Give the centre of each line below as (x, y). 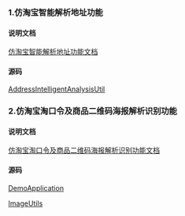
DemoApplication (36, 188)
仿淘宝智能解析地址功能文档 (53, 52)
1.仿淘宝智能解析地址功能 (56, 12)
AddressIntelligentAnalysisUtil (57, 89)
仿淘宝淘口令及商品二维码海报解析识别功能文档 (84, 151)
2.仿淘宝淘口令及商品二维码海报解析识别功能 (92, 111)
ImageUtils (26, 203)
